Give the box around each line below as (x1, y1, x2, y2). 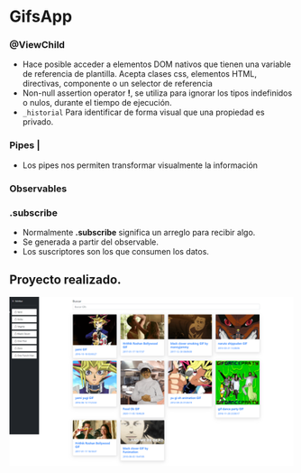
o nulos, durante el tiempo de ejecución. (22, 97, 173, 108)
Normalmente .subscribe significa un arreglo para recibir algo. (22, 227, 256, 237)
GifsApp (9, 6, 73, 27)
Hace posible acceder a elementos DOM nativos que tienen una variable (22, 59, 291, 70)
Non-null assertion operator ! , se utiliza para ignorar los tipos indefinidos (22, 88, 293, 98)
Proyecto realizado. (9, 273, 122, 288)
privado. (22, 116, 54, 127)
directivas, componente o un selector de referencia (22, 79, 214, 89)
